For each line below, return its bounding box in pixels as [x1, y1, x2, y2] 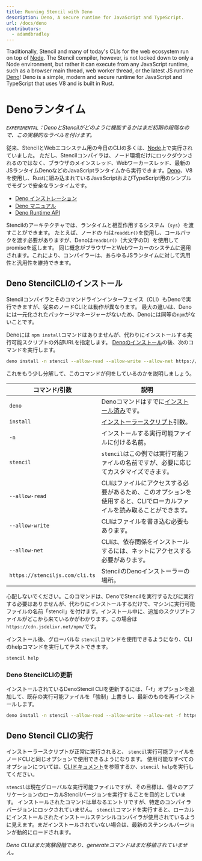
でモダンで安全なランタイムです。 [6, 182, 90, 189]
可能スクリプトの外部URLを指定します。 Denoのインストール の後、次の [11, 338, 189, 345]
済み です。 [113, 406, 143, 415]
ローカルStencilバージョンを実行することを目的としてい [43, 790, 181, 798]
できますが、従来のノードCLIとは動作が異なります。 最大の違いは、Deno [11, 303, 192, 311]
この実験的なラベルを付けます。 [16, 131, 96, 139]
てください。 [6, 770, 38, 778]
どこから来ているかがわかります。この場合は [26, 615, 138, 622]
